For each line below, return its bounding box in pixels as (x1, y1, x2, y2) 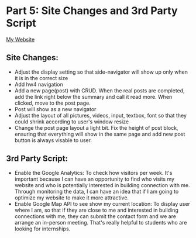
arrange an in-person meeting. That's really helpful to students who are (14, 219, 187, 226)
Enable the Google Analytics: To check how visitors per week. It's (14, 169, 173, 176)
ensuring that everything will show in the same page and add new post (14, 130, 185, 137)
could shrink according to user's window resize (14, 118, 129, 125)
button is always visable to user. (14, 136, 92, 144)
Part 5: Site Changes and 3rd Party (6, 4, 178, 18)
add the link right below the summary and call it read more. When (14, 93, 173, 100)
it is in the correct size (14, 74, 68, 81)
